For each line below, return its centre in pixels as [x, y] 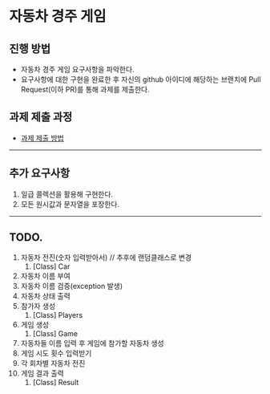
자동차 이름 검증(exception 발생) [72, 286]
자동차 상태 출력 [45, 296]
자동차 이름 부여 [45, 276]
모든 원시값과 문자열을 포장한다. [70, 204]
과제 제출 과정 [41, 117]
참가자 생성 [38, 307]
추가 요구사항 [40, 173]
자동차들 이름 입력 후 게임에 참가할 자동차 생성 [92, 343]
